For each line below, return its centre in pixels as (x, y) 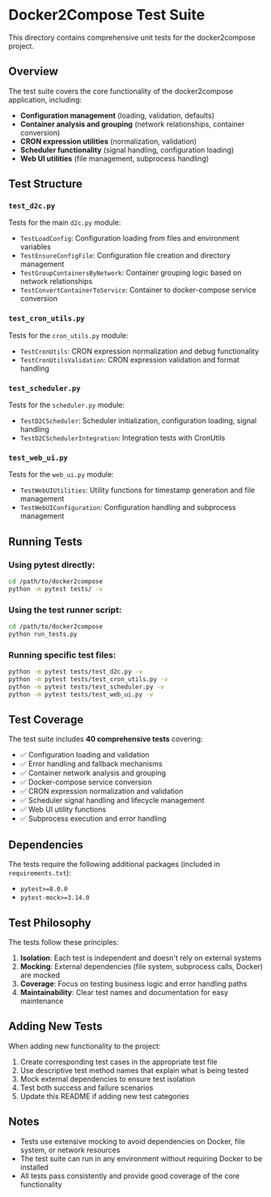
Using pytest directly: (52, 564)
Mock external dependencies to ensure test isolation (108, 1079)
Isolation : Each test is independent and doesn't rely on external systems (141, 958)
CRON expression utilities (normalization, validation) (108, 141)
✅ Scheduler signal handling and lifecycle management (112, 800)
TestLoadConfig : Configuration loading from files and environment (129, 238)
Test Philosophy (50, 922)
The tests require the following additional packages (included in (114, 865)
